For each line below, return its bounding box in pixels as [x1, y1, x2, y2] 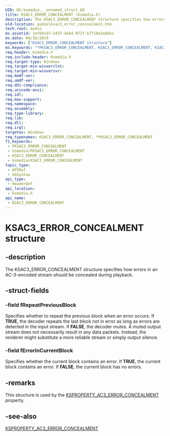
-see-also [5, 412, 37, 420]
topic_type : [5, 162, 30, 167]
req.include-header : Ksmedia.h [5, 54, 71, 60]
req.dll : [5, 120, 24, 125]
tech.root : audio [5, 26, 42, 31]
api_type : [5, 177, 26, 182]
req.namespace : [5, 102, 37, 107]
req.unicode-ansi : [5, 87, 44, 93]
